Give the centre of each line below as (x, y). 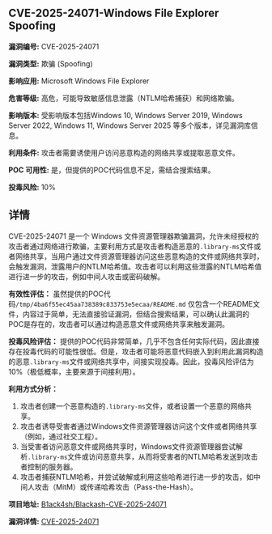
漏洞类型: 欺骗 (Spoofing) (51, 63)
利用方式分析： (33, 388)
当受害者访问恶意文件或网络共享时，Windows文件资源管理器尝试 (128, 446)
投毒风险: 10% (32, 187)
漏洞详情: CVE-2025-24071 (54, 521)
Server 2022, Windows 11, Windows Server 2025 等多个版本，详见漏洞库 (130, 125)
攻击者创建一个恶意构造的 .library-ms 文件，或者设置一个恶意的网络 (132, 406)
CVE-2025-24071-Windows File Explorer (114, 13)
